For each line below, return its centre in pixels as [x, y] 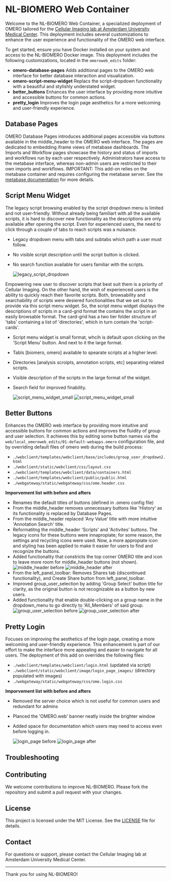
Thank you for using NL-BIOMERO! [41, 874]
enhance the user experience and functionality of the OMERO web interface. [85, 40]
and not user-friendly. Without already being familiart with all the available [83, 213]
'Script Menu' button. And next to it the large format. [67, 342]
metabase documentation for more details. [50, 180]
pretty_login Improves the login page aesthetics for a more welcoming [87, 102]
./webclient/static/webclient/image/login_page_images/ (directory [84, 670]
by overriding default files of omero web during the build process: [74, 447]
